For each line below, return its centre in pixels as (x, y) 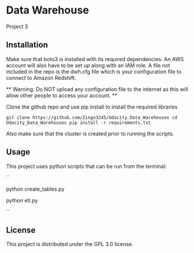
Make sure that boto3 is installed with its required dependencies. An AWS (95, 59)
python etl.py (22, 200)
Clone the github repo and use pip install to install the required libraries (92, 107)
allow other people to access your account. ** (62, 95)
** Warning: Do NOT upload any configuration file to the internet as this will (97, 89)
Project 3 (17, 26)
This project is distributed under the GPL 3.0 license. (70, 244)
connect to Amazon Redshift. (41, 77)
